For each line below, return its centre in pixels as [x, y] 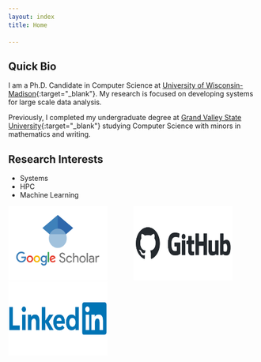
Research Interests [56, 159]
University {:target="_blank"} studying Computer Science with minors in [125, 126]
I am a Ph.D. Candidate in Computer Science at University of [106, 85]
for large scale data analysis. [55, 102]
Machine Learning [49, 195]
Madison [23, 94]
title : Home [28, 25]
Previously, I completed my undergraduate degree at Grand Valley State [125, 118]
